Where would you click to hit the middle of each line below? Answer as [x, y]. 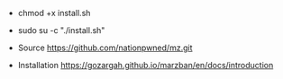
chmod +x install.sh [54, 13]
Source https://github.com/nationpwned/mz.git [105, 48]
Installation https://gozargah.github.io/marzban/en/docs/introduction [146, 65]
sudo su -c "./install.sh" [61, 30]
